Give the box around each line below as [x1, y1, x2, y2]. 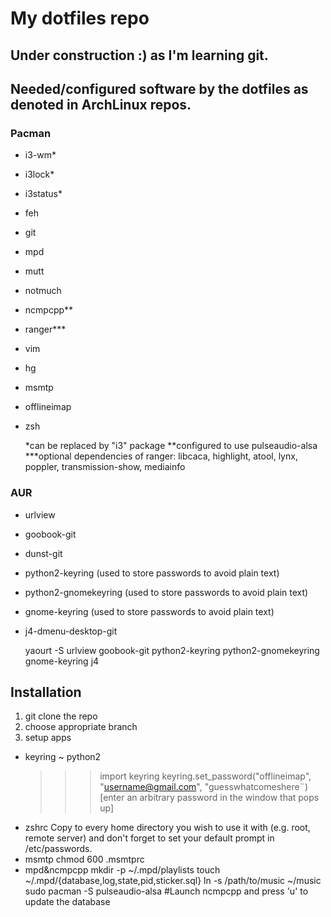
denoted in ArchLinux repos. [10, 96, 192, 113]
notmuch [24, 285, 62, 297]
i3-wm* [24, 149, 57, 161]
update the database [24, 896, 111, 908]
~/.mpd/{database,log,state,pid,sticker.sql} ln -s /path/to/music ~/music [24, 875, 322, 887]
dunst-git [24, 547, 63, 559]
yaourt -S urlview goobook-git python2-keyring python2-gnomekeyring [24, 644, 320, 656]
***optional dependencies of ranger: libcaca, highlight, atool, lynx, [24, 450, 298, 462]
